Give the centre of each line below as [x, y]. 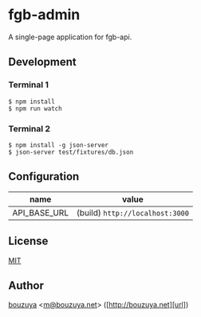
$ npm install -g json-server [59, 145]
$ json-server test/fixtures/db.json [71, 152]
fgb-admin [44, 15]
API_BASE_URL [41, 212]
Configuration [44, 177]
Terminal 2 [29, 128]
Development [43, 62]
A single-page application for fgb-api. [70, 37]
